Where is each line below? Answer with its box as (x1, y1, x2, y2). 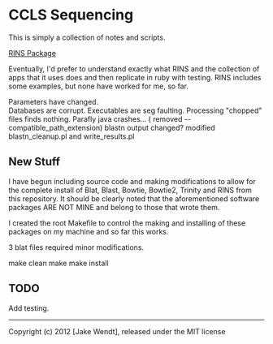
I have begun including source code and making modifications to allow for (8, 176, 256, 186)
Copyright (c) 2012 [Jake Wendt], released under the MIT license (8, 326, 226, 336)
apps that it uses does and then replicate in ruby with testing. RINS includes (8, 72, 262, 82)
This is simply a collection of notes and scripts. (8, 32, 166, 42)
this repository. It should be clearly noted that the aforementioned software (8, 193, 260, 204)
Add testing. (8, 303, 50, 313)
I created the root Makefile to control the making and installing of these (8, 217, 246, 228)
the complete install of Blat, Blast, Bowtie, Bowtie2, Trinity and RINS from (8, 185, 252, 195)
